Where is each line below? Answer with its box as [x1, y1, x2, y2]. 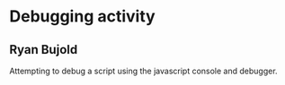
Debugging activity [9, 6, 156, 27]
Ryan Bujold [9, 42, 78, 57]
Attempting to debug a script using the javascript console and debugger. [9, 65, 278, 76]
